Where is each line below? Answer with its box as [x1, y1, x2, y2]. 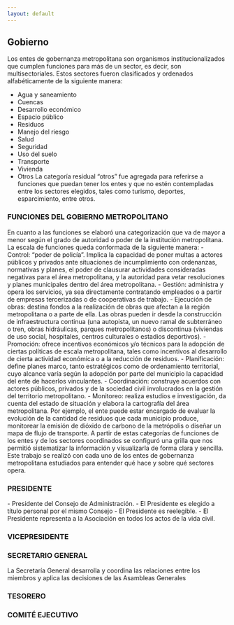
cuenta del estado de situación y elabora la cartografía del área [7, 399, 190, 407]
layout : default [7, 10, 54, 17]
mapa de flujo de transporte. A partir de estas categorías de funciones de [7, 428, 219, 437]
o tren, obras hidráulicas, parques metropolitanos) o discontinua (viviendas [7, 325, 224, 333]
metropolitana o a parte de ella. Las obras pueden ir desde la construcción [7, 309, 222, 318]
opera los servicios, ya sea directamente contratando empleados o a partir [7, 288, 222, 296]
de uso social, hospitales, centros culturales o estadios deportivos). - [7, 332, 207, 340]
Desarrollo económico [17, 106, 82, 114]
